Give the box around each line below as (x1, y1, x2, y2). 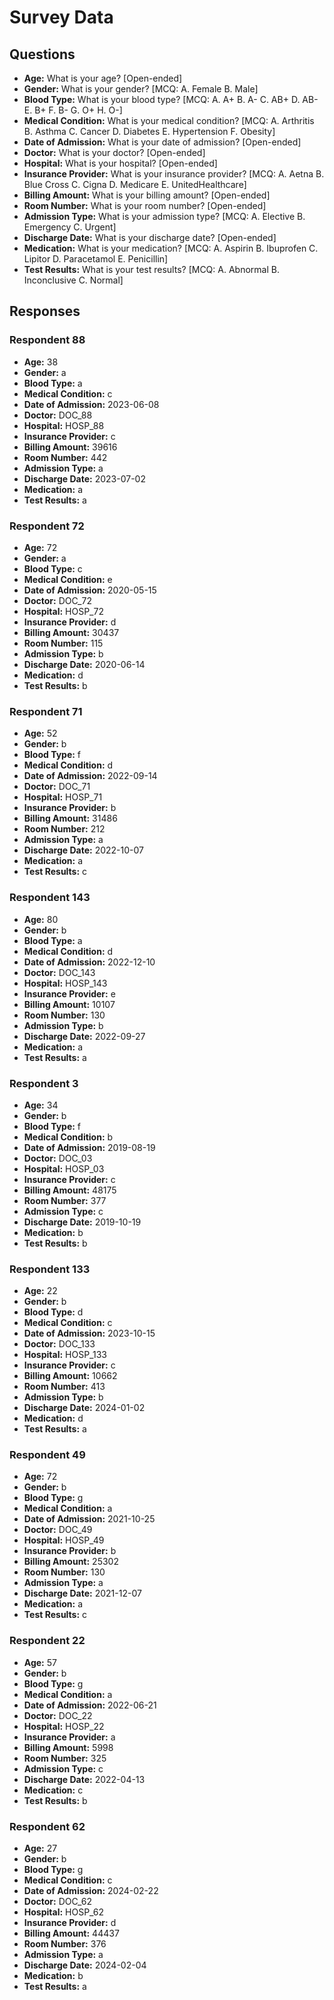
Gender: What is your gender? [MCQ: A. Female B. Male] (23, 83, 259, 95)
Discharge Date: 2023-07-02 (23, 472, 146, 485)
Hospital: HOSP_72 (23, 605, 104, 617)
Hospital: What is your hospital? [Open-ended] (23, 157, 218, 169)
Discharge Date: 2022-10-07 (23, 844, 145, 856)
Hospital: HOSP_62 (23, 1906, 105, 1918)
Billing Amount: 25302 (23, 1556, 119, 1568)
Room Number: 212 (23, 823, 106, 835)
